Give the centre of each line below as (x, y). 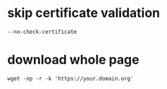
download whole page (73, 60)
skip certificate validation (84, 13)
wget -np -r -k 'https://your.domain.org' (70, 78)
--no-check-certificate (42, 32)
